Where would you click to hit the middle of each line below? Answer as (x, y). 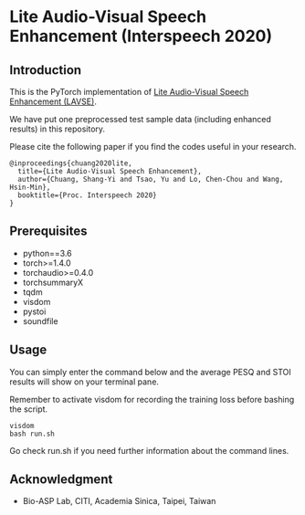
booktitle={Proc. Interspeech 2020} (87, 195)
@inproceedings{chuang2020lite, (71, 163)
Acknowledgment (61, 480)
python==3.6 (47, 253)
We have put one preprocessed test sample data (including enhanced (141, 119)
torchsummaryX (53, 282)
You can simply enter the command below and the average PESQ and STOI (151, 372)
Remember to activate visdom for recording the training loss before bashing (152, 399)
